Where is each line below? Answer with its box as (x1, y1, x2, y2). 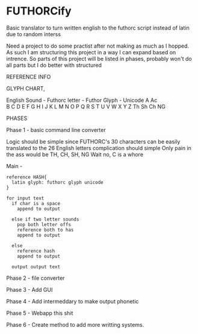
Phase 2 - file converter (6, 274, 65, 282)
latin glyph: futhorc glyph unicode (11, 179, 104, 185)
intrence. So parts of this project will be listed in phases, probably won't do (6, 55, 192, 62)
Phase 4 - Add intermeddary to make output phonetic (6, 297, 139, 305)
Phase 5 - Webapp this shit (6, 309, 73, 317)
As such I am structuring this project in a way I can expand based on (6, 48, 176, 55)
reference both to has (17, 227, 74, 233)
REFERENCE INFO (6, 73, 51, 80)
